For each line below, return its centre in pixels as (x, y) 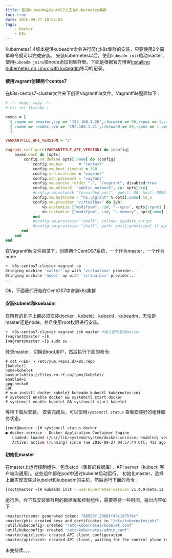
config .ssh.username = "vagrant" (68, 174)
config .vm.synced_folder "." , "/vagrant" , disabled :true (95, 183)
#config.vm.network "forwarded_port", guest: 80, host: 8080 (99, 193)
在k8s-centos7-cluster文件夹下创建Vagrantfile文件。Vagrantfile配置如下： (83, 93)
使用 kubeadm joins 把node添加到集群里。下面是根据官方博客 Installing (78, 62)
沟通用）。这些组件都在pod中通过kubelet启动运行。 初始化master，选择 (89, 473)
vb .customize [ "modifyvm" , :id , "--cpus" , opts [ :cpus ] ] (104, 207)
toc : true (16, 15)
